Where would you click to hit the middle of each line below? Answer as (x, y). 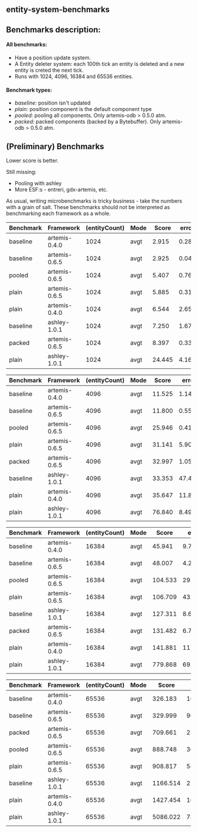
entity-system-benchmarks (58, 10)
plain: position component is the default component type (83, 109)
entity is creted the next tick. (49, 70)
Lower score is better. (32, 160)
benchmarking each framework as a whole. (59, 213)
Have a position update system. (53, 58)
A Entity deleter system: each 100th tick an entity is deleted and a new (99, 63)
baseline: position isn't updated (52, 103)
